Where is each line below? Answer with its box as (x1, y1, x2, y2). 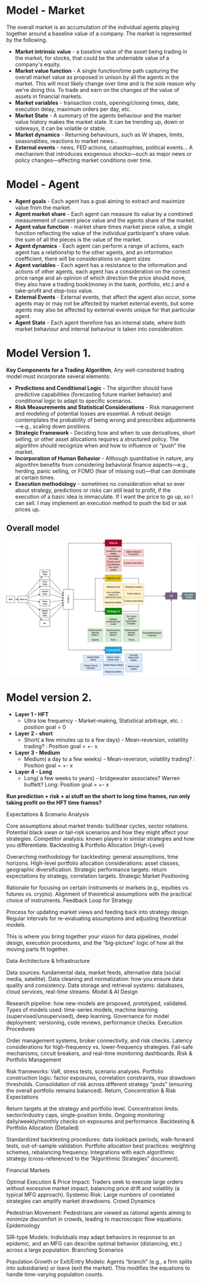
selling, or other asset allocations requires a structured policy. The (14, 435, 179, 443)
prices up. (14, 506, 40, 513)
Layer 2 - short (14, 730, 53, 737)
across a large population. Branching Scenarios (6, 1246, 124, 1253)
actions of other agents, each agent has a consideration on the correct (14, 268, 191, 275)
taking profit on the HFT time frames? (6, 799, 102, 806)
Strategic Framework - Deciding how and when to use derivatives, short (14, 429, 195, 436)
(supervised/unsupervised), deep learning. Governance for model (6, 1012, 170, 1019)
